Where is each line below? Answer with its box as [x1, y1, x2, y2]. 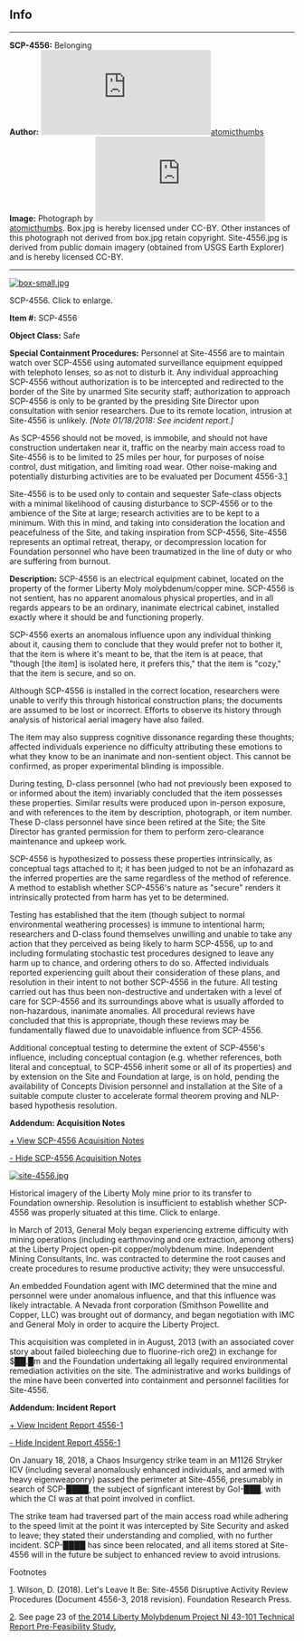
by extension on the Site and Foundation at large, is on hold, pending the [9, 1071, 280, 1082]
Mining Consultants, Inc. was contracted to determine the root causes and [9, 1253, 287, 1264]
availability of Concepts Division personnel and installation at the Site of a [9, 1081, 283, 1092]
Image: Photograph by [9, 213, 93, 224]
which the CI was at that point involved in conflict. [9, 1493, 195, 1503]
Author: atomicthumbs [9, 126, 264, 137]
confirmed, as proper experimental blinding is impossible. [9, 760, 224, 771]
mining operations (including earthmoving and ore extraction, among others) [9, 1234, 295, 1245]
